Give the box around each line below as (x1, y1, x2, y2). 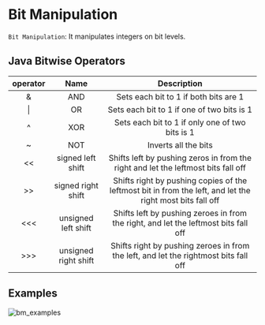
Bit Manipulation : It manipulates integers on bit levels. (8, 32, 186, 41)
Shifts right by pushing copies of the (113, 175, 248, 186)
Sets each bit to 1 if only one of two (114, 117, 246, 128)
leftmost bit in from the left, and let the (109, 185, 251, 196)
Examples (8, 286, 58, 301)
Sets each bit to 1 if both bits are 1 (116, 91, 244, 102)
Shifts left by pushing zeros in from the (108, 152, 252, 163)
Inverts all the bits (147, 140, 213, 151)
